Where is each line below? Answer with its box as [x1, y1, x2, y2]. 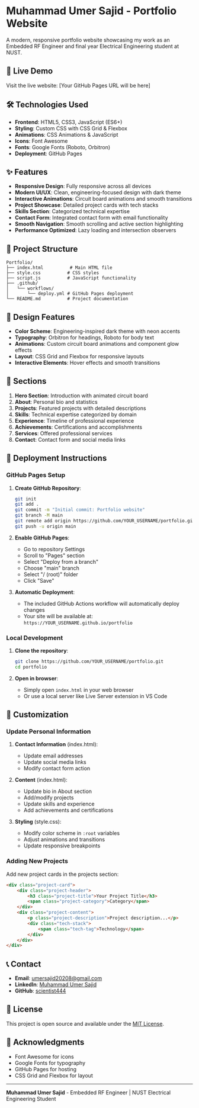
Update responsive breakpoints [23, 842, 101, 849]
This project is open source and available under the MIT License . [6, 1020, 165, 1027]
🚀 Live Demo [6, 66, 53, 76]
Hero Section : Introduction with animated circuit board [14, 392, 148, 399]
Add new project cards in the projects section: [6, 871, 119, 878]
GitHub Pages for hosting [14, 1065, 77, 1072]
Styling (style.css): [14, 818, 62, 826]
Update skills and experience [23, 801, 95, 808]
